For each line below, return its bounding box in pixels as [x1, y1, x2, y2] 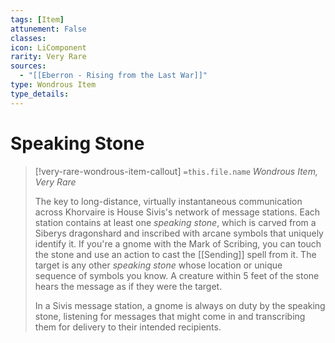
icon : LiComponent [10, 42, 87, 53]
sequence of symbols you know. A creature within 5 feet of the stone [34, 269, 320, 281]
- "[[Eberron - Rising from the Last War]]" [19, 71, 208, 81]
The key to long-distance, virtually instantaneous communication [34, 195, 303, 207]
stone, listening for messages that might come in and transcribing [34, 310, 306, 322]
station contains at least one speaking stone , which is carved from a [34, 216, 317, 228]
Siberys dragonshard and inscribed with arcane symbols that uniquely [34, 227, 324, 239]
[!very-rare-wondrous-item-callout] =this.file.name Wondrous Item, [34, 165, 318, 177]
